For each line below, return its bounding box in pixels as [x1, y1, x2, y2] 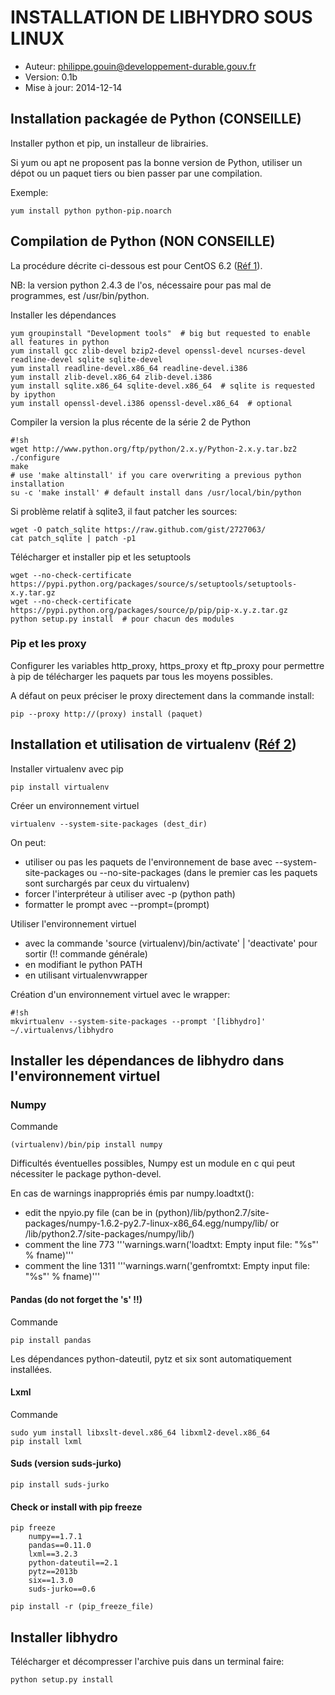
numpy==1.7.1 [28, 1532, 83, 1542]
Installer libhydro [10, 1629, 118, 1646]
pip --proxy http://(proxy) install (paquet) [10, 709, 203, 719]
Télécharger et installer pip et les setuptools [10, 551, 192, 563]
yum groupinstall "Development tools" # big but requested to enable [10, 328, 311, 338]
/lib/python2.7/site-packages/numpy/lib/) [24, 1228, 195, 1240]
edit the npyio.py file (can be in [24, 1207, 153, 1219]
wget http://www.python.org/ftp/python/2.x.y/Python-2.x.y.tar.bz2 [10, 444, 298, 454]
